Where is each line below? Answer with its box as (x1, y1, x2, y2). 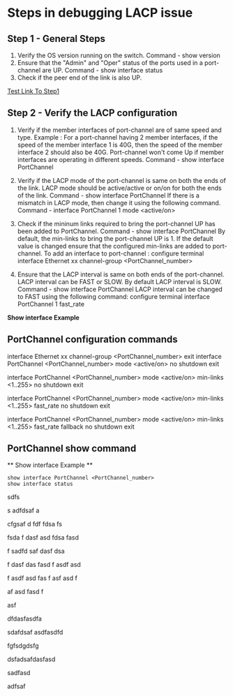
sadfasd (7, 669, 31, 677)
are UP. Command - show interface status (41, 66, 163, 74)
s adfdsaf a (7, 506, 40, 514)
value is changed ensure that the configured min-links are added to (17, 242, 211, 250)
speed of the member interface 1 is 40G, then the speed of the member (17, 140, 223, 149)
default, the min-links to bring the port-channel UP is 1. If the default (17, 234, 213, 242)
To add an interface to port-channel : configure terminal (44, 249, 204, 258)
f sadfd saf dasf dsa (7, 547, 65, 556)
